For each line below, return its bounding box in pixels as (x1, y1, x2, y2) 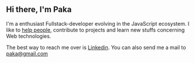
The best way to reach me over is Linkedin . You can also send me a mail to (6, 44, 186, 51)
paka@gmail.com (6, 50, 48, 57)
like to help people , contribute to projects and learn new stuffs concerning (6, 26, 185, 33)
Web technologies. (6, 32, 52, 40)
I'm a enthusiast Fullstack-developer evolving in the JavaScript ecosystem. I (6, 20, 190, 27)
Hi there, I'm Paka (6, 5, 72, 15)
